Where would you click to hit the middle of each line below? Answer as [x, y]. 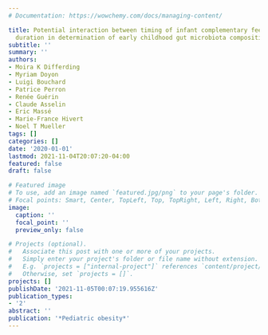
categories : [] [33, 141]
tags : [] [23, 134]
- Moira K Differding [44, 67]
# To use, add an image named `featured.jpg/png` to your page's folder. [134, 193]
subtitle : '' [30, 45]
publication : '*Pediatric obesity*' [69, 319]
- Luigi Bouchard [37, 82]
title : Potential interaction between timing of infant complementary [128, 30]
